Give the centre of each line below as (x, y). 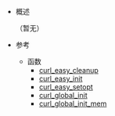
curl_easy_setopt (66, 87)
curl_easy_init (61, 78)
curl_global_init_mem (73, 103)
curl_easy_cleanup (69, 70)
